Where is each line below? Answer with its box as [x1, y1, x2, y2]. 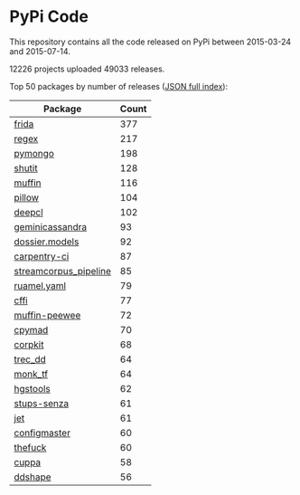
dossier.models [14, 235, 80, 248]
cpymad [14, 323, 49, 336]
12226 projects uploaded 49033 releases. [9, 63, 165, 74]
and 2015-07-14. [9, 45, 70, 56]
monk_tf [14, 367, 48, 380]
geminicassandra [14, 220, 88, 233]
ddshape [14, 471, 52, 483]
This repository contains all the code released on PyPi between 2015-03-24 [9, 36, 292, 47]
